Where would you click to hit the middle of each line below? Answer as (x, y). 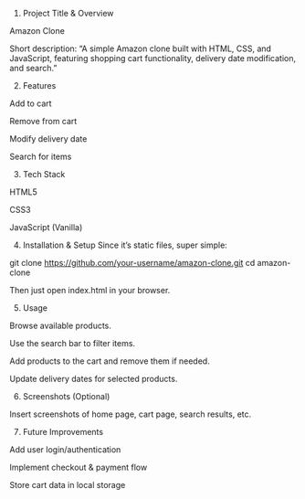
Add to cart (31, 103)
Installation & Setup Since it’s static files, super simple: (125, 245)
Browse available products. (61, 325)
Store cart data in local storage (68, 485)
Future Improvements (63, 432)
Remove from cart (43, 121)
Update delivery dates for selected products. (94, 379)
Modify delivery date (48, 139)
